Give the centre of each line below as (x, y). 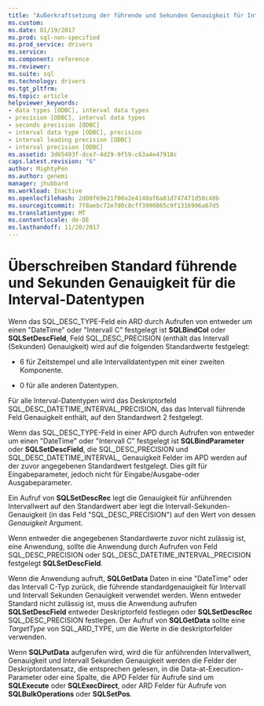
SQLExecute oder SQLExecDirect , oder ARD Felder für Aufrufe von (117, 686)
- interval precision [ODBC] (56, 147)
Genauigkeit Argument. (46, 523)
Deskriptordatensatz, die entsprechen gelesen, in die (93, 668)
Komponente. (41, 370)
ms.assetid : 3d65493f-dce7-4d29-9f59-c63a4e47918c (93, 154)
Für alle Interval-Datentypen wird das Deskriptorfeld (92, 400)
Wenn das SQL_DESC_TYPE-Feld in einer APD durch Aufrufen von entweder (132, 432)
